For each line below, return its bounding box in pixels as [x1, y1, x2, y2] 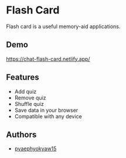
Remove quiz [14, 94, 46, 101]
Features [6, 73, 39, 83]
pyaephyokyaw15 [14, 145, 57, 152]
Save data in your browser [14, 107, 79, 114]
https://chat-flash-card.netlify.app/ [6, 55, 90, 62]
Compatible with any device [14, 112, 82, 120]
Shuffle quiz [14, 100, 44, 107]
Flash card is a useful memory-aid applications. [6, 23, 121, 30]
